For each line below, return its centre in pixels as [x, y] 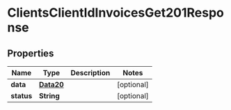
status [22, 96]
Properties [31, 53]
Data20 [51, 85]
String [49, 96]
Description [90, 73]
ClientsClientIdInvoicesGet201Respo [116, 13]
